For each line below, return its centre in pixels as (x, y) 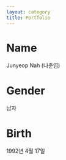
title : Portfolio (28, 18)
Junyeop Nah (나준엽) (33, 65)
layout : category (28, 12)
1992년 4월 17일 (26, 151)
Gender (26, 91)
